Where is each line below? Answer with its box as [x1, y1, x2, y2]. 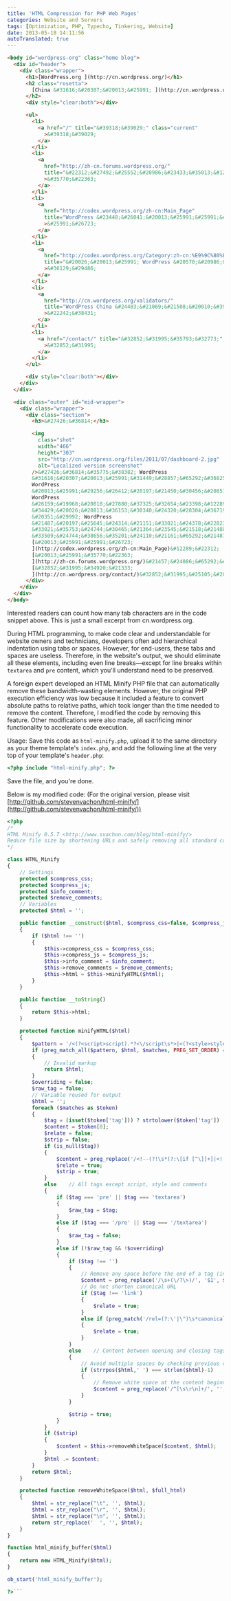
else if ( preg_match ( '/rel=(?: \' [80, 1315, 177, 1322]
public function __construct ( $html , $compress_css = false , [19, 919, 189, 926]
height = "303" [37, 449, 76, 456]
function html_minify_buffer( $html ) [7, 1545, 112, 1551]
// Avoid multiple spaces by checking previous [80, 1360, 220, 1367]
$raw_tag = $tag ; [68, 1206, 118, 1214]
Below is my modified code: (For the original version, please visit [7, 790, 190, 798]
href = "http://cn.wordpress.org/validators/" [43, 297, 174, 304]
